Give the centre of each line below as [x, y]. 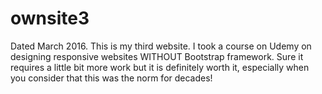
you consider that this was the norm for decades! [111, 78]
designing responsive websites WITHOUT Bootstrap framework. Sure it [157, 56]
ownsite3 [50, 18]
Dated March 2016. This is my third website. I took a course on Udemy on [161, 46]
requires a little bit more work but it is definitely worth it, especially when [160, 67]
